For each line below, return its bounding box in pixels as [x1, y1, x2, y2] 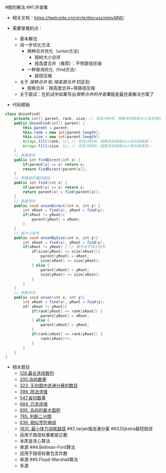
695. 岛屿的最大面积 [19, 407, 61, 413]
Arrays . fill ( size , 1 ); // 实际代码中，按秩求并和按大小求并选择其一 [23, 144, 152, 149]
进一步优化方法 [19, 42, 50, 48]
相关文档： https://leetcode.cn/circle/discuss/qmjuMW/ [12, 15, 124, 21]
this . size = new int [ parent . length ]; [23, 135, 100, 140]
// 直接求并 [14, 199, 36, 204]
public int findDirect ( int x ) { [14, 157, 81, 162]
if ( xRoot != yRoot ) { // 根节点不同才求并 [23, 245, 106, 250]
